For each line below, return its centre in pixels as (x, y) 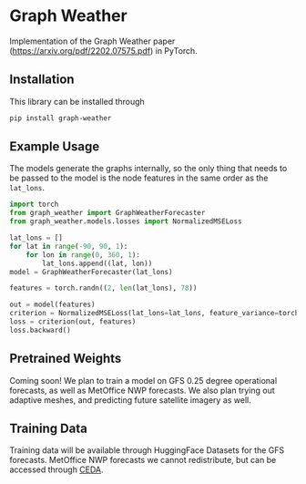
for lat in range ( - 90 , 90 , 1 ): (69, 246)
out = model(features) (52, 305)
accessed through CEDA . (56, 469)
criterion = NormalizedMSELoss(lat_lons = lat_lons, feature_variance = (144, 314)
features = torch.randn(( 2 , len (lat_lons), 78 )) (103, 288)
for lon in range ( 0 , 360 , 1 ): (83, 255)
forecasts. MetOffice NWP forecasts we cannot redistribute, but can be (143, 460)
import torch (34, 205)
